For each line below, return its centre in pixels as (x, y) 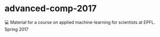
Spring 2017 (17, 29)
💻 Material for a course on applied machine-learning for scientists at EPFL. (80, 22)
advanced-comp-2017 (51, 9)
